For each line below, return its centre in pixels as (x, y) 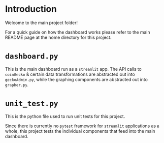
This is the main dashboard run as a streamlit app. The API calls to (73, 69)
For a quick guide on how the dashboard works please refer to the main (78, 32)
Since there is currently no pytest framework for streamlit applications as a (82, 126)
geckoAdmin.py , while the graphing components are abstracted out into (76, 79)
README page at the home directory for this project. (58, 37)
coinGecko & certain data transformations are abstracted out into (70, 74)
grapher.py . (17, 85)
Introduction (31, 9)
